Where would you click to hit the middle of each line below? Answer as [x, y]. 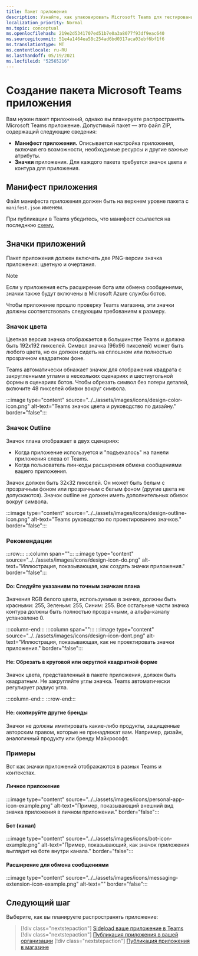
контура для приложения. [47, 168]
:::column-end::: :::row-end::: [41, 699]
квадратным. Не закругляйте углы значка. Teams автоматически [88, 681]
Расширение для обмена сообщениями [57, 864]
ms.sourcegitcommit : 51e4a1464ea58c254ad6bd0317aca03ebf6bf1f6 [85, 39]
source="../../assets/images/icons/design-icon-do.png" [73, 560]
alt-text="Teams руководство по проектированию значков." [106, 519]
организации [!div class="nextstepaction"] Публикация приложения [105, 941]
